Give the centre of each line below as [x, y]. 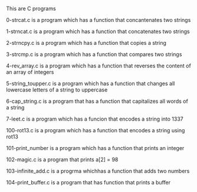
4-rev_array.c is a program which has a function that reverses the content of [99, 66]
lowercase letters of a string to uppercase [57, 90]
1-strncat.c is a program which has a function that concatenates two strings [98, 31]
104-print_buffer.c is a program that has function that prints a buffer [88, 182]
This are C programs [31, 9]
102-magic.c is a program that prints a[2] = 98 [62, 160]
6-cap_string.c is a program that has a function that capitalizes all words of [97, 101]
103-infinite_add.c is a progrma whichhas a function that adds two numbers [98, 171]
